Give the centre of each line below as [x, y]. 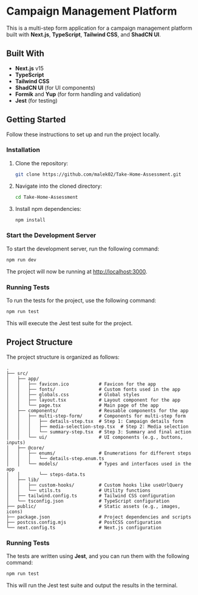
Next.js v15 [29, 68]
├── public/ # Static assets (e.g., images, [94, 506]
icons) [15, 512]
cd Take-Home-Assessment [46, 197]
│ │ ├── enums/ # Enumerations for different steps [99, 453]
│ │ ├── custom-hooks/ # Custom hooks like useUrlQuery [95, 485]
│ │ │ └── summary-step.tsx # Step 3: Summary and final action [99, 432]
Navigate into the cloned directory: [58, 186]
